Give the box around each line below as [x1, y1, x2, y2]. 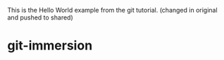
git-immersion [7, 38, 93, 54]
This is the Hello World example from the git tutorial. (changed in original [7, 6, 218, 14]
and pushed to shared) [7, 13, 74, 22]
